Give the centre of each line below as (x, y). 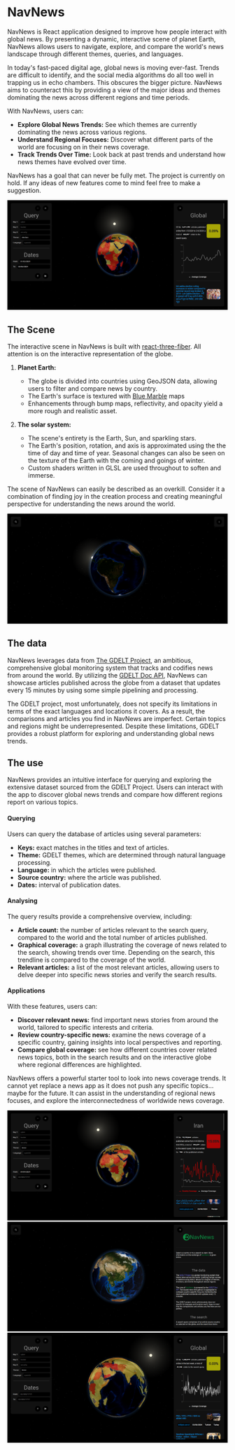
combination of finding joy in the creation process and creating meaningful (115, 497)
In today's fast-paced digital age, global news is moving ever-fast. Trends (113, 67)
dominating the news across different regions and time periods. (99, 97)
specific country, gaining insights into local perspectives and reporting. (120, 1042)
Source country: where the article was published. (89, 877)
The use (25, 763)
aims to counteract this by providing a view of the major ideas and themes (114, 90)
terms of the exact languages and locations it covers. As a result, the (106, 711)
